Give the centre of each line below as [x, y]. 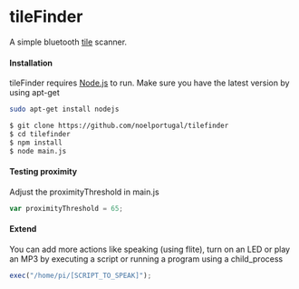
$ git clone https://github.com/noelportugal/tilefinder [119, 126]
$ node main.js [38, 151]
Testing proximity [43, 172]
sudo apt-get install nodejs [64, 110]
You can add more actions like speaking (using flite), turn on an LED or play [150, 249]
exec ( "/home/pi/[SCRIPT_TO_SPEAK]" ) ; [81, 275]
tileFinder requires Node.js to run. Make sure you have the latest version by [149, 83]
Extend [23, 229]
